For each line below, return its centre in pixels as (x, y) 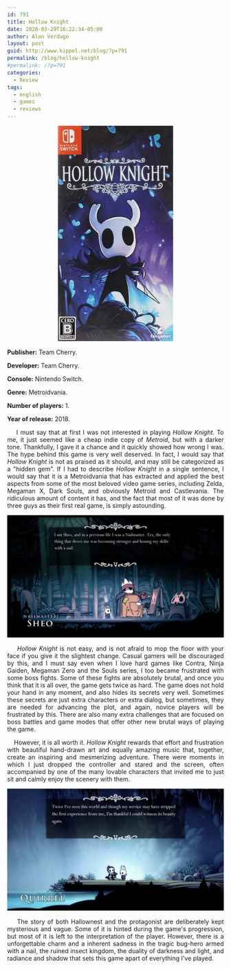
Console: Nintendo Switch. (45, 379)
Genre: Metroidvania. (37, 392)
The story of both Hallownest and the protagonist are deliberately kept (120, 921)
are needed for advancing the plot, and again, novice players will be (115, 707)
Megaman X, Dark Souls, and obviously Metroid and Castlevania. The (115, 491)
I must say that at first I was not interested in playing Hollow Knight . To (120, 432)
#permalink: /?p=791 (37, 65)
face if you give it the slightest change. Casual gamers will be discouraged (115, 655)
